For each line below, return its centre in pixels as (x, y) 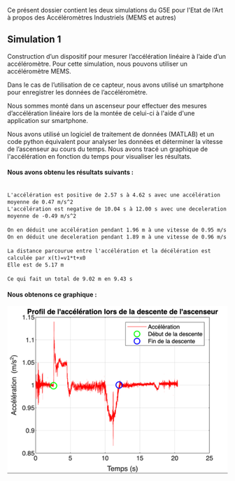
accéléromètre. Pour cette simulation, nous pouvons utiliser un (97, 64)
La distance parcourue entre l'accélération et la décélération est (109, 251)
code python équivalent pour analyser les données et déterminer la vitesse (115, 141)
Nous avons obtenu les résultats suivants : (71, 172)
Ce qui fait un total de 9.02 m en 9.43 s (70, 279)
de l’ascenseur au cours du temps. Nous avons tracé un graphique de (108, 149)
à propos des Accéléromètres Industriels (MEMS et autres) (92, 17)
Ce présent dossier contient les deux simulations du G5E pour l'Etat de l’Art (115, 10)
